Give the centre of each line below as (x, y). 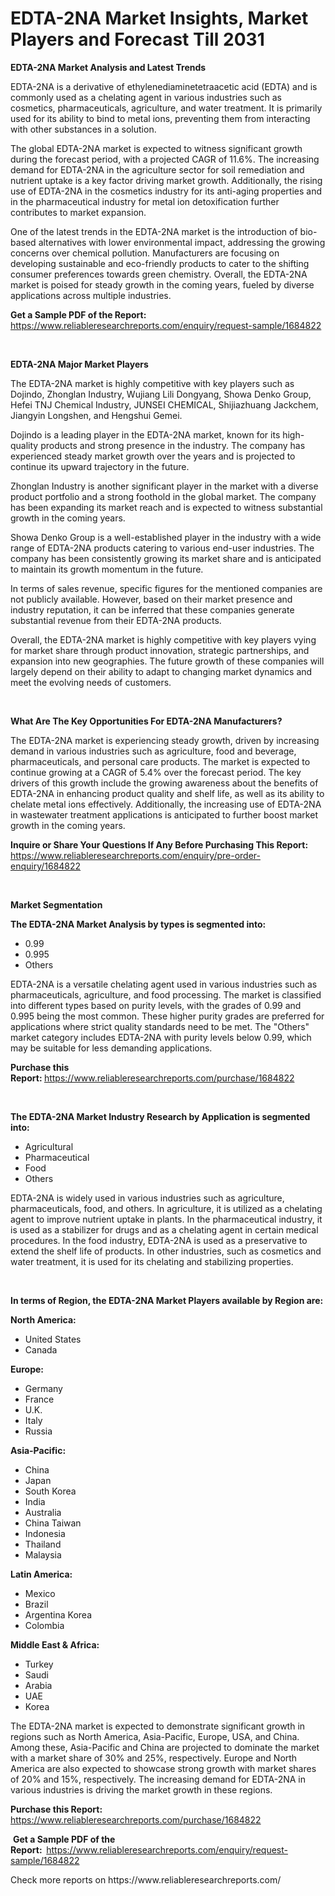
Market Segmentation (56, 904)
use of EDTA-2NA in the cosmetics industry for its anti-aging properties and (166, 191)
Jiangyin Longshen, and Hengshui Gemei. (96, 415)
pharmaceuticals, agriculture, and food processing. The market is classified (166, 994)
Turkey (39, 1664)
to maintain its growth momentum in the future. (107, 569)
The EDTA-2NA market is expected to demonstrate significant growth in (158, 1726)
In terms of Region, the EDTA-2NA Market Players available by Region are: (167, 1300)
